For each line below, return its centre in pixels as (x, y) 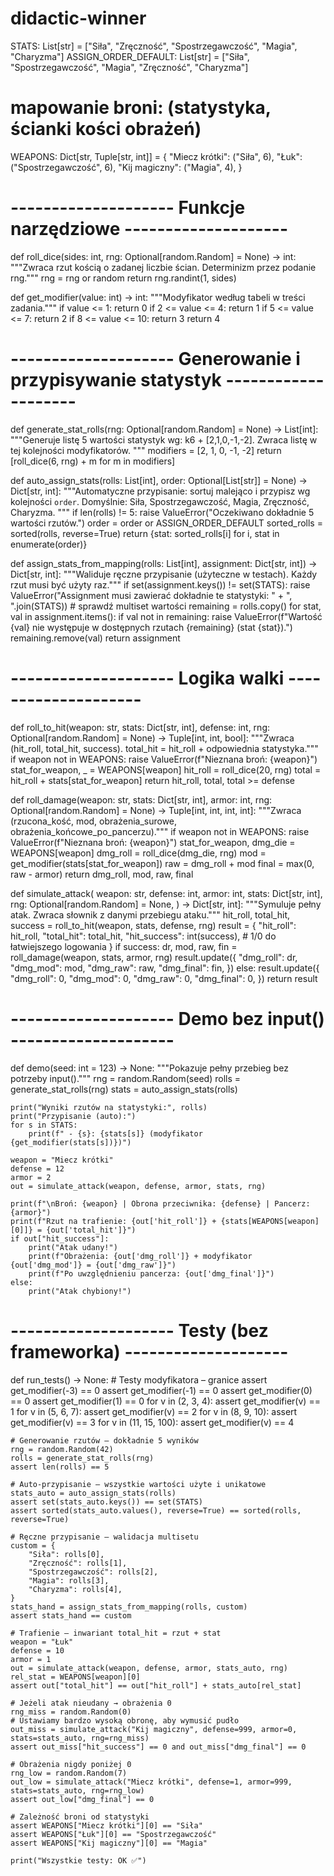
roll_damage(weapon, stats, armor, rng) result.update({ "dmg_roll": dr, (154, 957)
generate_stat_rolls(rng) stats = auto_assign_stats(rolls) (124, 1089)
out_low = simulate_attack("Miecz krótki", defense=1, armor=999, (151, 1782)
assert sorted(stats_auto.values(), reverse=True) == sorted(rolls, (156, 1510)
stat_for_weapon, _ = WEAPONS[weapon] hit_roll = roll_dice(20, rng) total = (166, 769)
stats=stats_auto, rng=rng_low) (77, 1790)
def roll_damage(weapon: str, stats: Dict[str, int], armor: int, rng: (141, 799)
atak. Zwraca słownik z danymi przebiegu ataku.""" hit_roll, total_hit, (150, 914)
